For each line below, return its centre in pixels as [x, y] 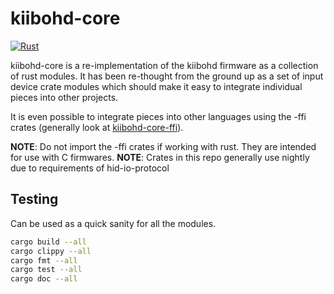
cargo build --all [48, 242]
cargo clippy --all [51, 251]
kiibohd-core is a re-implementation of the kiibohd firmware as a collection [164, 65]
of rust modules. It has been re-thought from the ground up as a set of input [167, 76]
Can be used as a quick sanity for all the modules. [113, 223]
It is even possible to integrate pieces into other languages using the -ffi [158, 116]
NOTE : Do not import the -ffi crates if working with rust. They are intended [163, 146]
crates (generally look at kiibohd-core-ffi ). [97, 127]
